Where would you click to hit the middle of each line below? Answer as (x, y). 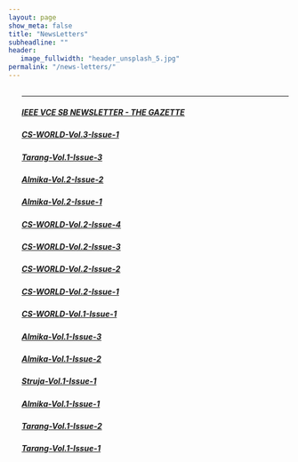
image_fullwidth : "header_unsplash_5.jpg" (100, 59)
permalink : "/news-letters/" (62, 68)
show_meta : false (40, 26)
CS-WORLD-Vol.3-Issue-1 (70, 135)
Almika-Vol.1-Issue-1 (60, 403)
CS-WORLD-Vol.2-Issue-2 (71, 269)
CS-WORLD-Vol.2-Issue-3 (71, 247)
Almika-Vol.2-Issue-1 (62, 202)
